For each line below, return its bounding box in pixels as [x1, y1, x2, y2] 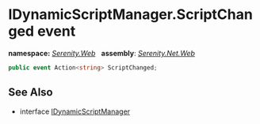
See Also [8, 85, 53, 100]
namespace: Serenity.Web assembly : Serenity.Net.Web [8, 48, 196, 58]
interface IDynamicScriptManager [19, 107, 131, 116]
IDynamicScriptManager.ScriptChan [8, 6, 254, 24]
